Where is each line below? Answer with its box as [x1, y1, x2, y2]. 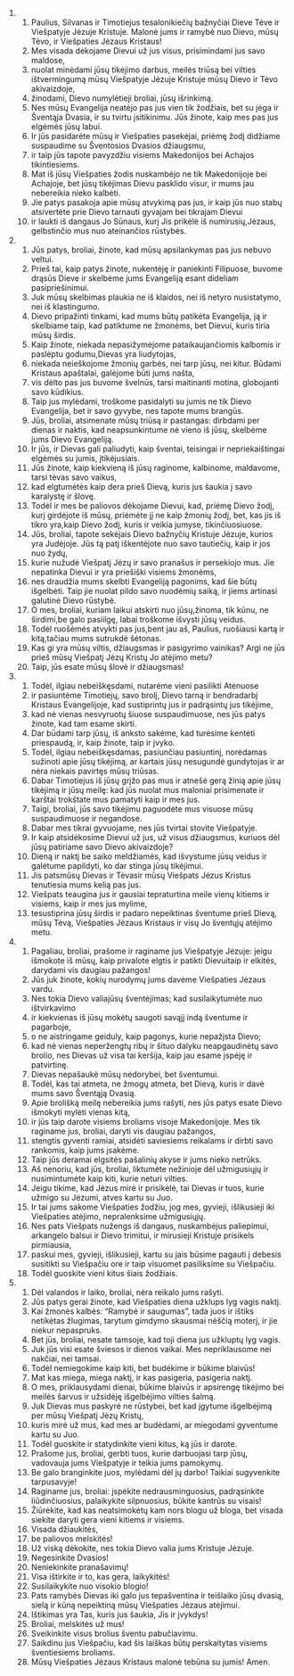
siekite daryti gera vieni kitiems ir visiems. [30, 1515, 185, 1524]
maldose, [30, 55, 65, 65]
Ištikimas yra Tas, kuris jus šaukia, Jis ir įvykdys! [30, 1609, 208, 1620]
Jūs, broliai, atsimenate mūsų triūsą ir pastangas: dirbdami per [30, 415, 260, 425]
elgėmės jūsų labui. [30, 121, 102, 132]
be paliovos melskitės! [30, 1533, 113, 1544]
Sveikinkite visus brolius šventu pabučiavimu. [30, 1628, 198, 1639]
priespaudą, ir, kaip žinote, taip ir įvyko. [30, 738, 176, 747]
